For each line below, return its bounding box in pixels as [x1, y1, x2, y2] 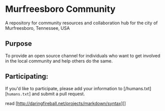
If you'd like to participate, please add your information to [5, 85, 123, 91]
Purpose [5, 40, 32, 48]
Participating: [5, 72, 49, 81]
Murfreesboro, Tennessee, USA [5, 25, 70, 31]
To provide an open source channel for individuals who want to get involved [5, 53, 161, 58]
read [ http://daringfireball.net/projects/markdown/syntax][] [5, 100, 126, 106]
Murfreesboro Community [5, 3, 116, 15]
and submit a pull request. [31, 91, 85, 97]
